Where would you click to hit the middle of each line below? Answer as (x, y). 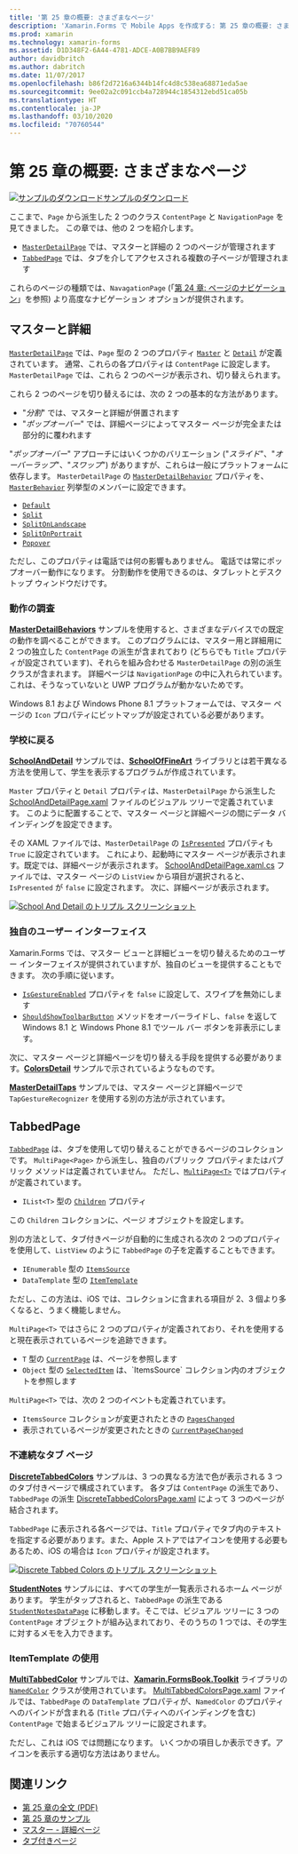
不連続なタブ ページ (51, 1455)
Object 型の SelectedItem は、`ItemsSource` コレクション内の (134, 1370)
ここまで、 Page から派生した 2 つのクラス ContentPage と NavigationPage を (146, 216)
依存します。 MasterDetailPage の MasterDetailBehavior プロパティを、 (139, 475)
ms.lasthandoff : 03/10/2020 (61, 116)
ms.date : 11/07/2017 (47, 76)
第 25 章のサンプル (56, 1818)
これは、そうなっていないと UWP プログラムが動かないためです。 (129, 685)
